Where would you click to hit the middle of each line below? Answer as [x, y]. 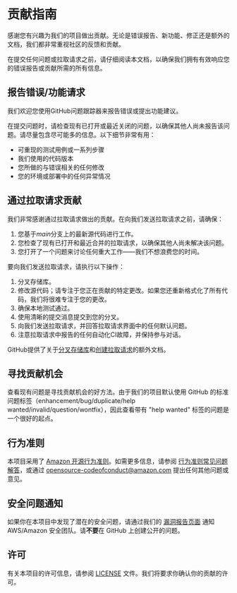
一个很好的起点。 [32, 419]
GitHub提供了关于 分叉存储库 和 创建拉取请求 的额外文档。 [89, 349]
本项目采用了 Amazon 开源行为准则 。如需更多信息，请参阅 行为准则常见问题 [117, 461]
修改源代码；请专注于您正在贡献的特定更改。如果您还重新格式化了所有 [120, 290]
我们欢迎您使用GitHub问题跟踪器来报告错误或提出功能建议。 [95, 111]
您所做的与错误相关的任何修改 [61, 167]
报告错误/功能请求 [47, 92]
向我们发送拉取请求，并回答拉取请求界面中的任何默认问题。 [104, 325]
